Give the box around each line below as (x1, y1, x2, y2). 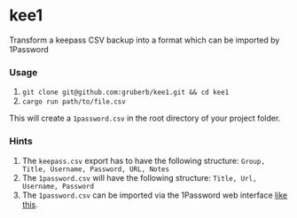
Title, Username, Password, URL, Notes (21, 165, 170, 174)
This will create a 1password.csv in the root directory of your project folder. (9, 113, 281, 124)
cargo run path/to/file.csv (21, 97, 126, 106)
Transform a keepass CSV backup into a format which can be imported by (9, 35, 280, 45)
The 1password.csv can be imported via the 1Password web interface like (21, 190, 288, 200)
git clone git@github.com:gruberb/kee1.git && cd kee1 (21, 88, 230, 97)
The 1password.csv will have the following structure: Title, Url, (21, 172, 257, 183)
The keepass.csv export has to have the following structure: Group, (21, 155, 266, 166)
